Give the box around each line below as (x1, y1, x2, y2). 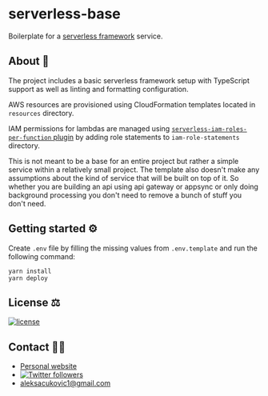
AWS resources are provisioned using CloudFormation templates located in (8, 99, 256, 109)
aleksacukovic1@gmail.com (19, 378, 111, 388)
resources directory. (8, 108, 74, 118)
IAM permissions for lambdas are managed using (8, 123, 170, 133)
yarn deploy (8, 274, 48, 282)
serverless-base (8, 5, 122, 23)
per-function (8, 134, 52, 142)
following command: (8, 251, 76, 261)
